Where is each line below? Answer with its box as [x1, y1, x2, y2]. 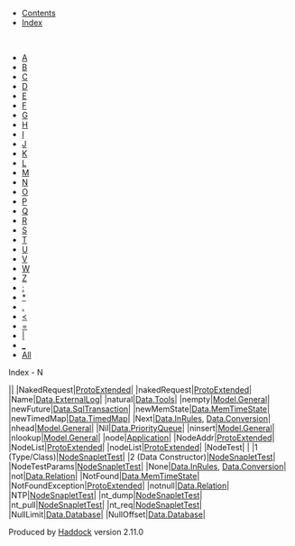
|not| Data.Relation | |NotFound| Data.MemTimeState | [8, 471, 200, 481]
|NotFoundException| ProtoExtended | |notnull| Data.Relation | [8, 480, 230, 491]
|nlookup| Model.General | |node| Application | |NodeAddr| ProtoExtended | [8, 432, 275, 443]
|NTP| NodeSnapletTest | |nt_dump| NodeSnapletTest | [8, 490, 203, 500]
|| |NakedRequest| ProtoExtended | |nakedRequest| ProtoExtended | [8, 384, 253, 395]
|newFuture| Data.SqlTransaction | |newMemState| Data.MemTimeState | [8, 403, 271, 414]
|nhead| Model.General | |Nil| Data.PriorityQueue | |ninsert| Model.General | [8, 423, 276, 433]
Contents [21, 8, 56, 18]
